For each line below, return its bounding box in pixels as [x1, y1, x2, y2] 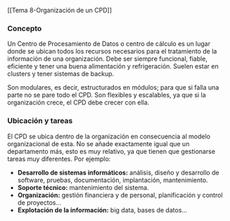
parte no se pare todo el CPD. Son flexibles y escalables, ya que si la [7, 91, 206, 100]
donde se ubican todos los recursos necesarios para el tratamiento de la [7, 47, 217, 56]
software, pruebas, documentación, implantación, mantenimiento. [17, 176, 209, 184]
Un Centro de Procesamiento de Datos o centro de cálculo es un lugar [7, 40, 211, 48]
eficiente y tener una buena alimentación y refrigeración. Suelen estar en [7, 62, 219, 71]
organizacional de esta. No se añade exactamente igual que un [7, 139, 190, 148]
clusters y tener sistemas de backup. [7, 70, 115, 78]
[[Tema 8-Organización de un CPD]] [7, 6, 113, 14]
